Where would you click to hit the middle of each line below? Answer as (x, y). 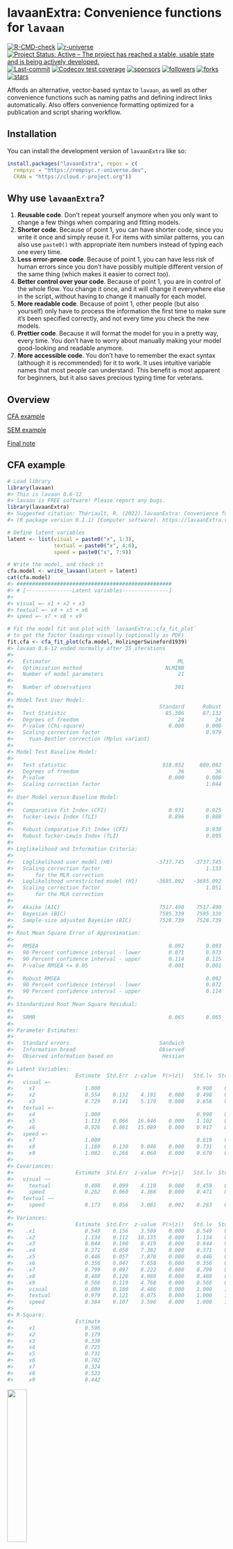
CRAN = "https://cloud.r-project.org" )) (72, 176)
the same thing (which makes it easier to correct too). (94, 274)
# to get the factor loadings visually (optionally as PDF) (96, 636)
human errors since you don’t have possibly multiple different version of (120, 267)
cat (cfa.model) (29, 578)
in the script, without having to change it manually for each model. (112, 297)
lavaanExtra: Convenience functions (114, 13)
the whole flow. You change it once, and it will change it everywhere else (121, 289)
